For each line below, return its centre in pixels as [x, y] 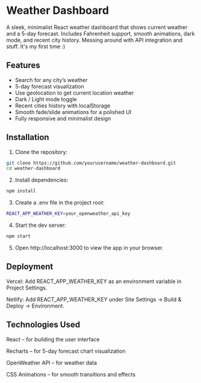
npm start [19, 236]
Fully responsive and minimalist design [63, 118]
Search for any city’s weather [51, 80]
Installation [28, 137]
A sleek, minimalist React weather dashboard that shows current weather [97, 27]
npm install [21, 191]
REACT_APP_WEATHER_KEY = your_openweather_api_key [68, 214]
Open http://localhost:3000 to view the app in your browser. [89, 247]
